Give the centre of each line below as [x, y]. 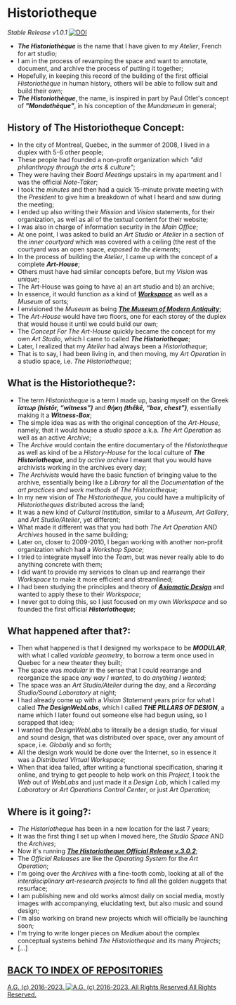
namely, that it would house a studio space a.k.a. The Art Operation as [119, 430]
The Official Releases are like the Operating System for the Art [108, 859]
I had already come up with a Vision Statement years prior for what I [116, 700]
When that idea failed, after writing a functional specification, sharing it [120, 768]
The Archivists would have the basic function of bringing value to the [117, 475]
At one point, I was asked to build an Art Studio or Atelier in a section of [120, 234]
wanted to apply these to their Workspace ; [79, 594]
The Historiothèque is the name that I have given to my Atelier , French [120, 46]
